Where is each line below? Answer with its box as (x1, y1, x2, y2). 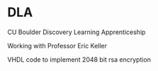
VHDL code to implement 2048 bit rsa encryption (7, 55, 151, 64)
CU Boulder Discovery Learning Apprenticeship (7, 28, 146, 36)
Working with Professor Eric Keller (7, 41, 108, 50)
